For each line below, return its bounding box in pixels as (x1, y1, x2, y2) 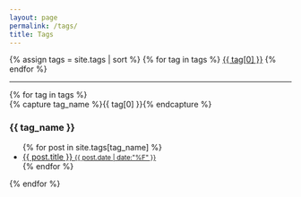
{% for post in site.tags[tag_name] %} (21, 141, 163, 152)
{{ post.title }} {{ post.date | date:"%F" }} (21, 151, 157, 162)
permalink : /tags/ (9, 21, 78, 30)
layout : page (9, 13, 58, 22)
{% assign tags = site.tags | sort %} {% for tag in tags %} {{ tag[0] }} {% (9, 55, 277, 65)
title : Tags (9, 30, 54, 39)
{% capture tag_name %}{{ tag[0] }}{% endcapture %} (9, 99, 212, 110)
